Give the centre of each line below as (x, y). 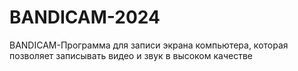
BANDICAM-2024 (85, 17)
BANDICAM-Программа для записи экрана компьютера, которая (149, 45)
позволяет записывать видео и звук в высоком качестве (131, 55)
